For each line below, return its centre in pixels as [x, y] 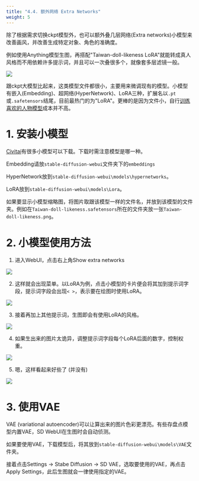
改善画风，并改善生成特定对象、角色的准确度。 [63, 42]
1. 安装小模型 [37, 134]
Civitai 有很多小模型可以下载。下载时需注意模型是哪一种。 [76, 151]
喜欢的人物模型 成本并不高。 [40, 108]
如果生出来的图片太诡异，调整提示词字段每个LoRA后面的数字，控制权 [99, 338]
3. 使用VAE [33, 407]
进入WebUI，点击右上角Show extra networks [70, 260]
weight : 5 [18, 17]
